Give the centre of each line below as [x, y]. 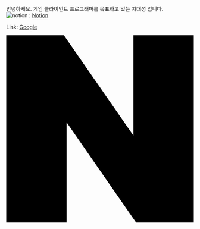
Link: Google [22, 27]
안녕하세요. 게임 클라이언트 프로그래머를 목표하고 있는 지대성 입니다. [85, 9]
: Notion [39, 15]
